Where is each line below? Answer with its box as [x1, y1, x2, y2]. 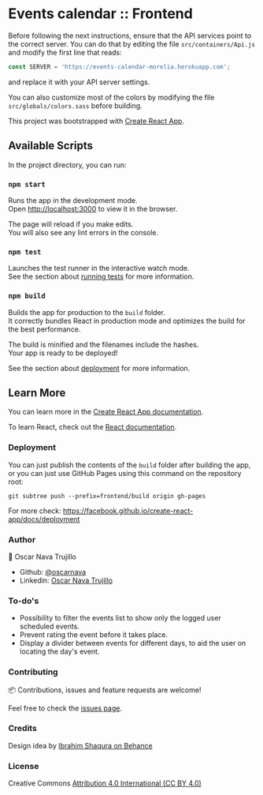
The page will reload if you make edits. [8, 219, 134, 229]
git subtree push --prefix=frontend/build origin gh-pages [8, 492, 206, 500]
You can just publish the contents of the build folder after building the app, [8, 459, 251, 470]
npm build [8, 291, 46, 301]
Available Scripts [8, 139, 93, 152]
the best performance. [8, 324, 81, 334]
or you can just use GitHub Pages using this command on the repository [8, 468, 242, 478]
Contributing [8, 666, 58, 677]
